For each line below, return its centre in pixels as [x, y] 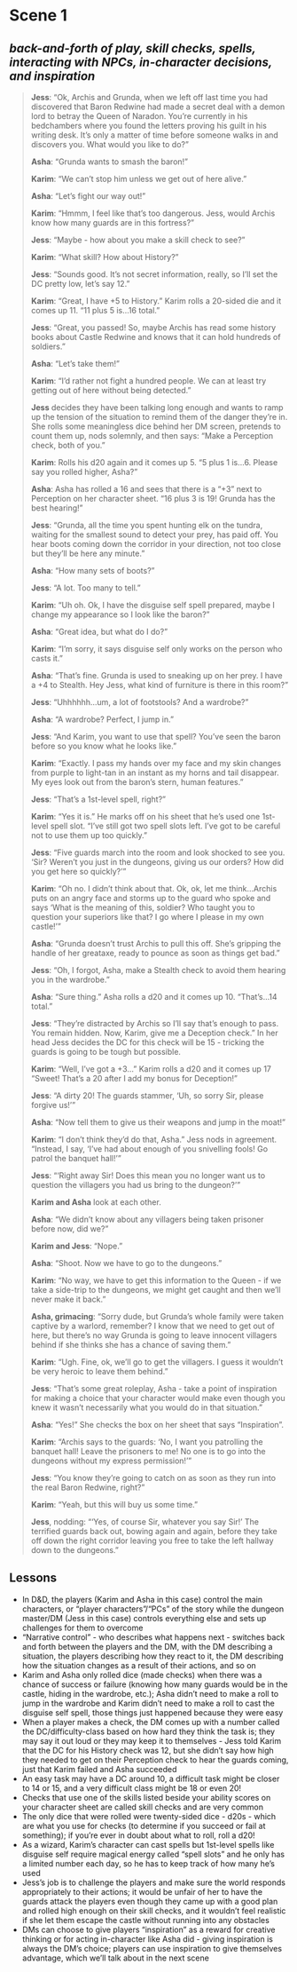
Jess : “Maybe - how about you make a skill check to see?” [138, 240]
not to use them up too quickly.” [89, 835]
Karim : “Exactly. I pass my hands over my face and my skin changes [156, 763]
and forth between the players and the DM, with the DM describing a [147, 1646]
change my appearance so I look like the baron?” [120, 614]
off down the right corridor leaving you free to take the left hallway [152, 1540]
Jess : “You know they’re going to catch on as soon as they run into [153, 1478]
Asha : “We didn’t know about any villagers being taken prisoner [147, 1219]
